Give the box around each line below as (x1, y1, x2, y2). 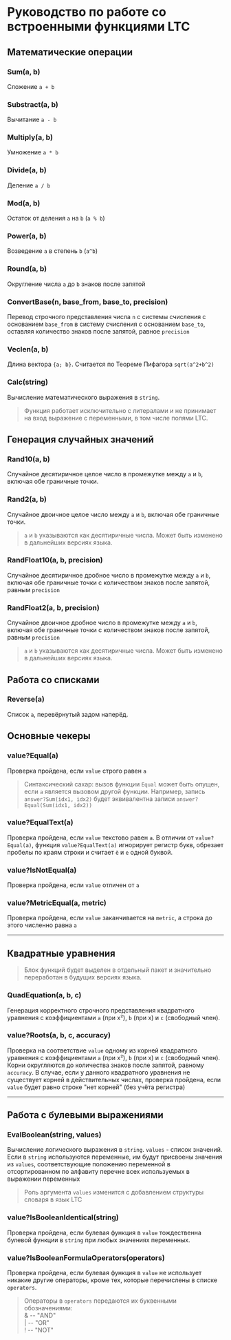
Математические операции (7, 46, 133, 58)
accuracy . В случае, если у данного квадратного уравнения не (7, 1068, 190, 1076)
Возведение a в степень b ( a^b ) (7, 247, 98, 255)
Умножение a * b (7, 148, 58, 156)
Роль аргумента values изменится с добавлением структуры (23, 1188, 204, 1197)
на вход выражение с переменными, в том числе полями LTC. (23, 414, 208, 422)
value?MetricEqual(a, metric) (7, 898, 107, 908)
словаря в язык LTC (23, 1195, 82, 1204)
